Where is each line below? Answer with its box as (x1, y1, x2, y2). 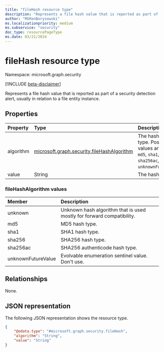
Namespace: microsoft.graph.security (5, 71, 82, 77)
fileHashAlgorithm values (5, 186, 67, 192)
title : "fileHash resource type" (5, 7, 73, 12)
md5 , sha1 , (137, 151, 160, 158)
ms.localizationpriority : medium (5, 21, 73, 26)
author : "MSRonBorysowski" (5, 16, 60, 21)
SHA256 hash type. (61, 236, 106, 243)
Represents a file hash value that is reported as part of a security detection (5, 90, 156, 96)
